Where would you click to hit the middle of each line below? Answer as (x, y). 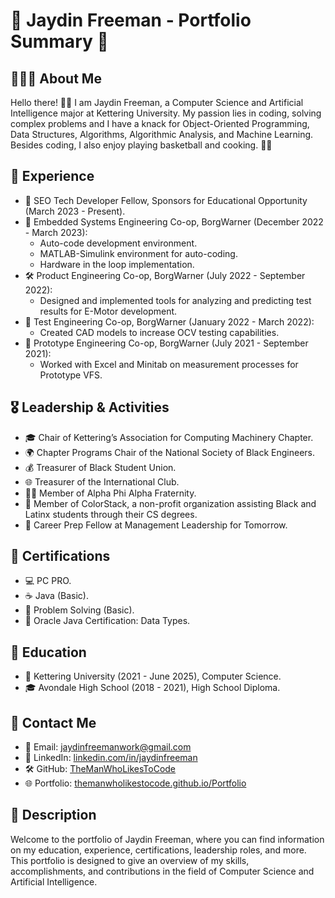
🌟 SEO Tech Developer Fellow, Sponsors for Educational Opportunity (166, 200)
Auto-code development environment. (118, 243)
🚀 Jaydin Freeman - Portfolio (131, 20)
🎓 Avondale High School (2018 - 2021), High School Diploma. (152, 688)
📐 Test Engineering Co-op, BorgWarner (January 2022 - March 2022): (169, 321)
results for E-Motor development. (108, 311)
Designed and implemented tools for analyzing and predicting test (175, 300)
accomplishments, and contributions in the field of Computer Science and (162, 871)
